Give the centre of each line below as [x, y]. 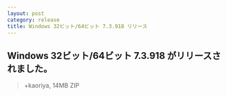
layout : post [26, 13]
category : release [33, 20]
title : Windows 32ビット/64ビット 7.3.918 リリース [77, 26]
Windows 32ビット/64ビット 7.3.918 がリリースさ [114, 56]
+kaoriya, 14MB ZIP [52, 86]
